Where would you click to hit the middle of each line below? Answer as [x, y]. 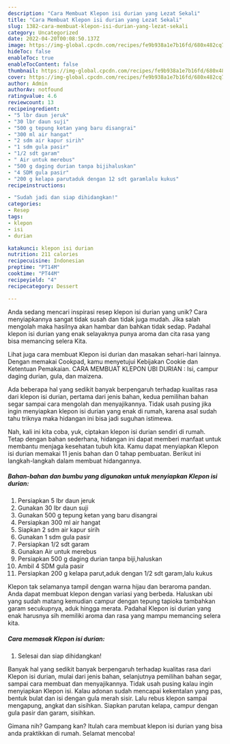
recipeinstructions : [37, 185]
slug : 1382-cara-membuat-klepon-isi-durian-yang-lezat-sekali [98, 26]
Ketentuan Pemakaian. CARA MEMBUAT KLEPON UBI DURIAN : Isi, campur [113, 369]
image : [17, 45]
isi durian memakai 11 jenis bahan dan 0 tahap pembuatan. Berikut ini [104, 453]
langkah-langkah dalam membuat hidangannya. [75, 461]
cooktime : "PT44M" [34, 274]
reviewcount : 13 [31, 103]
